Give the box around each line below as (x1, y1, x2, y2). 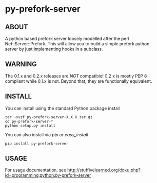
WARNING (5, 60, 37, 69)
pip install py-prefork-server (5, 141, 69, 146)
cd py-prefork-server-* (5, 119, 54, 124)
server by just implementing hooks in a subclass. (5, 46, 103, 52)
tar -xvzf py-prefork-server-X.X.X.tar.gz (5, 114, 93, 120)
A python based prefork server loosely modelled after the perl (5, 36, 129, 41)
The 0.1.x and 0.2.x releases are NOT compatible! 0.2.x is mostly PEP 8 (5, 73, 147, 79)
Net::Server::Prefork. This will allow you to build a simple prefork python (5, 41, 150, 47)
